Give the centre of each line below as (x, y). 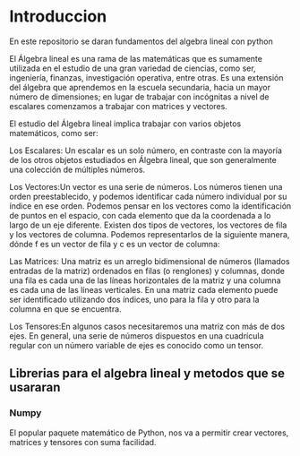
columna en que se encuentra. (66, 309)
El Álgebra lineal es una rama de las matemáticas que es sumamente (136, 58)
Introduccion (58, 17)
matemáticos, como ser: (54, 133)
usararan (35, 387)
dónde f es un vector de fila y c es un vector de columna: (115, 244)
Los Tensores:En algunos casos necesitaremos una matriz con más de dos (147, 326)
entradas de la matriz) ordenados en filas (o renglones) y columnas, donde (147, 271)
